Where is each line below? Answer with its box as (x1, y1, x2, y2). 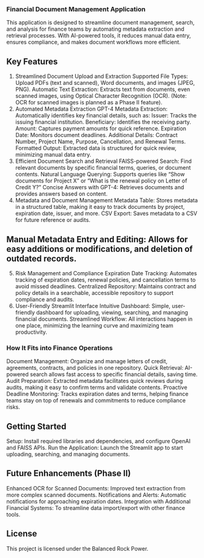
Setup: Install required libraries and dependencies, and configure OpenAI (6, 438, 191, 445)
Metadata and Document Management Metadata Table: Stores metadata (15, 197, 198, 204)
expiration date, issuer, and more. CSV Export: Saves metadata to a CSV (15, 210, 198, 217)
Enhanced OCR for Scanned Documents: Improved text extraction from (6, 484, 186, 492)
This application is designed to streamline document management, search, (6, 19, 195, 26)
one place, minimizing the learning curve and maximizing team (15, 321, 173, 329)
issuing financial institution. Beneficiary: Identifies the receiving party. (15, 119, 192, 126)
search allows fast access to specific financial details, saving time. (29, 371, 198, 378)
